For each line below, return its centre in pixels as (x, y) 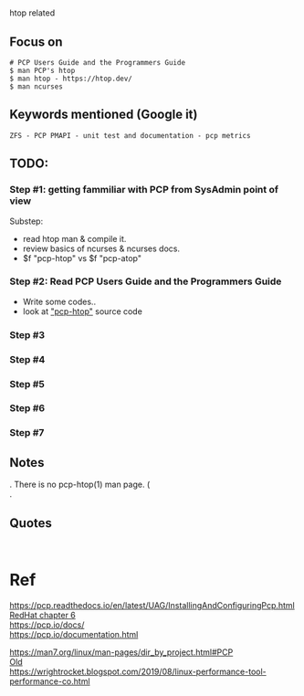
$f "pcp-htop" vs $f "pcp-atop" (82, 258)
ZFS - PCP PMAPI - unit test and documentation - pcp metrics (130, 135)
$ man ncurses (37, 87)
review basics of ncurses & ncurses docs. (101, 248)
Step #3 (27, 334)
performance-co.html (50, 681)
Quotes (31, 523)
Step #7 (27, 433)
